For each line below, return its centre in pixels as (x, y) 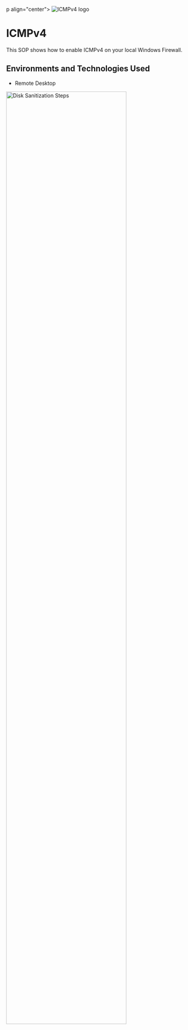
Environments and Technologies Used (78, 69)
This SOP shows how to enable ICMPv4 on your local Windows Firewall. (94, 50)
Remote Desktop (35, 83)
